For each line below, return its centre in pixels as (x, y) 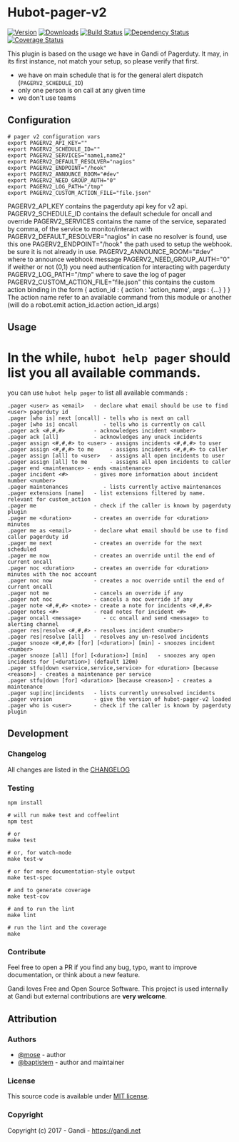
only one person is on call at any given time (81, 90)
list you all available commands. (104, 373)
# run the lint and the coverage (57, 928)
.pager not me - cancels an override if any (95, 593)
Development (38, 733)
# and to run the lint (41, 909)
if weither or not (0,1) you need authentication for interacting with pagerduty (119, 267)
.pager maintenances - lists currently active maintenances (115, 487)
